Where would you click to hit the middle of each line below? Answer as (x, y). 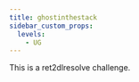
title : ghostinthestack (53, 17)
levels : (32, 34)
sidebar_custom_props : (51, 26)
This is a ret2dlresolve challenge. (70, 68)
